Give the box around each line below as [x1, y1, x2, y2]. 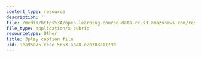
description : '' [6, 14, 47, 20]
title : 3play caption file [6, 36, 74, 42]
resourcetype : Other [6, 31, 58, 37]
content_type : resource [6, 8, 66, 15]
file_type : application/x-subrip [6, 25, 90, 31]
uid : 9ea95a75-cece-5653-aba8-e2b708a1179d [6, 42, 117, 48]
